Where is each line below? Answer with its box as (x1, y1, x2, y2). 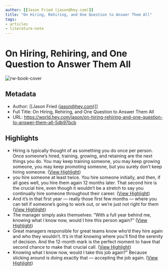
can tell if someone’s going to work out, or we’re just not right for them (12, 201, 159, 207)
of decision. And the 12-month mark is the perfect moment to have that (12, 238, 160, 245)
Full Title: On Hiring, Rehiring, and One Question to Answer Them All (12, 109, 154, 115)
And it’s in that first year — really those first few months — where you (12, 195, 157, 202)
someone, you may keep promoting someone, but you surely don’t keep (12, 164, 162, 170)
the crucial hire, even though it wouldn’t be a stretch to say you (12, 185, 144, 191)
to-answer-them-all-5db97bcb (12, 119, 77, 125)
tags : (5, 17, 17, 22)
